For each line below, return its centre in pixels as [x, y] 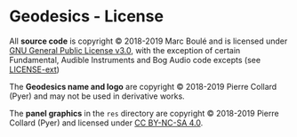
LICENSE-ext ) [35, 69]
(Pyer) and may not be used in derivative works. [97, 96]
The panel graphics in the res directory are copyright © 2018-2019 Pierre [144, 113]
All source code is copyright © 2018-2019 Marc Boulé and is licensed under [148, 41]
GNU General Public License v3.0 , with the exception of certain [125, 50]
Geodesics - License [87, 16]
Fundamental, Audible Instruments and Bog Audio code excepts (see [135, 60]
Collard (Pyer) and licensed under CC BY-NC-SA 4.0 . [106, 123]
